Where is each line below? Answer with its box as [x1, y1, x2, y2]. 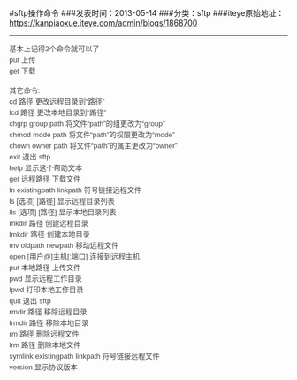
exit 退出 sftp [9, 152, 51, 161]
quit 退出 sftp [9, 296, 51, 306]
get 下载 [9, 66, 36, 75]
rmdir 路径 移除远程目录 [9, 307, 88, 316]
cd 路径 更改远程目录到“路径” [9, 97, 105, 106]
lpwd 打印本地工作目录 [9, 285, 84, 294]
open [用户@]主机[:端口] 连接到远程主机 [9, 252, 141, 261]
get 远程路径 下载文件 [9, 174, 81, 183]
